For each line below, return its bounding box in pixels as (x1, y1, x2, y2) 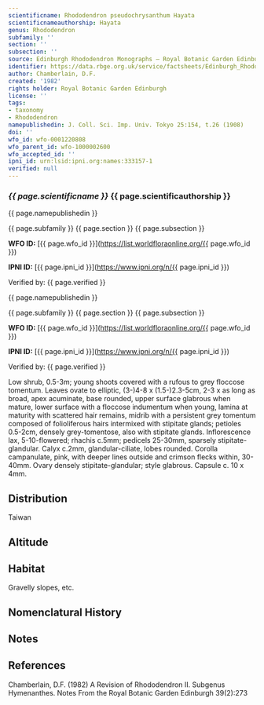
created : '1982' (8, 77, 61, 85)
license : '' (8, 92, 47, 100)
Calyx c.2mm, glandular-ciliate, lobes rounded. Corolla (42, 444, 218, 454)
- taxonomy (8, 107, 44, 115)
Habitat (8, 562, 46, 575)
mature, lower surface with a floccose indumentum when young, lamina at (8, 402, 248, 412)
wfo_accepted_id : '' (8, 150, 76, 158)
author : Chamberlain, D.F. (8, 70, 97, 78)
